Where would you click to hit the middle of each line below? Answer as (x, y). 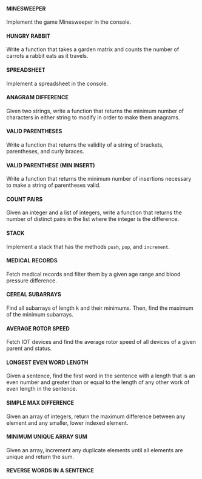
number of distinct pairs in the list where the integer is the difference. (93, 219)
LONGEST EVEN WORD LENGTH (47, 362)
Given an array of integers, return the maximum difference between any (96, 416)
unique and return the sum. (40, 456)
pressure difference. (32, 281)
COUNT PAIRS (25, 199)
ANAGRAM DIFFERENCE (37, 97)
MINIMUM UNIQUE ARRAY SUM (47, 437)
